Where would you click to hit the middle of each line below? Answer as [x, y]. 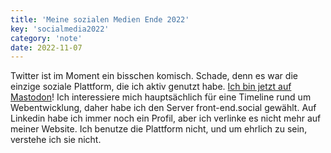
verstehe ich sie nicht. [56, 140]
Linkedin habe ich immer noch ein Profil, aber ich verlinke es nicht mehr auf [166, 118]
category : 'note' [46, 38]
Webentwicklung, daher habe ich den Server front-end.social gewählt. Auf [163, 108]
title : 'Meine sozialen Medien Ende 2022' [100, 19]
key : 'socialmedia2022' [60, 29]
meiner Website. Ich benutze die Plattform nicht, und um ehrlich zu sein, [159, 129]
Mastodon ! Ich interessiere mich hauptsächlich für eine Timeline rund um [161, 97]
